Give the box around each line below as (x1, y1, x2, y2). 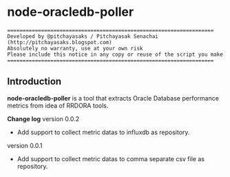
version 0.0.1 (7, 141, 43, 149)
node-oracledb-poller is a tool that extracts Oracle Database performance (7, 94, 219, 102)
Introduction (7, 76, 62, 87)
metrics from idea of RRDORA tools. (7, 101, 109, 110)
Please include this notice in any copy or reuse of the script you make (7, 51, 224, 58)
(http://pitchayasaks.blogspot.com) (7, 39, 112, 45)
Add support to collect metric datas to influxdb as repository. (17, 128, 190, 136)
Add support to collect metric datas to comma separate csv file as (17, 154, 205, 163)
